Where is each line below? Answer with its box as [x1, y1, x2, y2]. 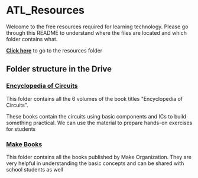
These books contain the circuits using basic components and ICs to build [6, 113, 187, 120]
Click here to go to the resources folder [6, 47, 103, 54]
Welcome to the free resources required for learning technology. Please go [6, 23, 189, 30]
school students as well [6, 166, 64, 173]
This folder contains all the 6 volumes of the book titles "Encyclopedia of [6, 95, 183, 102]
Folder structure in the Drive [6, 64, 112, 74]
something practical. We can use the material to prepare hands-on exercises [6, 119, 193, 126]
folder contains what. [6, 35, 58, 42]
